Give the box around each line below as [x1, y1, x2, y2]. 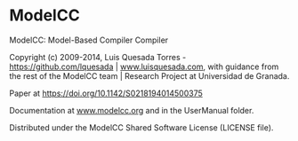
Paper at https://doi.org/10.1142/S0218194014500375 [9, 88, 203, 98]
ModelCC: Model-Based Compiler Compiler [9, 35, 169, 45]
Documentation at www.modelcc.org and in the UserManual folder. [9, 105, 254, 115]
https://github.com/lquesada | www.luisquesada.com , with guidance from [9, 61, 279, 72]
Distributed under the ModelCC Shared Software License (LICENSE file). [9, 121, 274, 133]
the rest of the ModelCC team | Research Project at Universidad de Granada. [9, 70, 290, 81]
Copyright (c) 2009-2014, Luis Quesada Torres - [9, 51, 187, 62]
